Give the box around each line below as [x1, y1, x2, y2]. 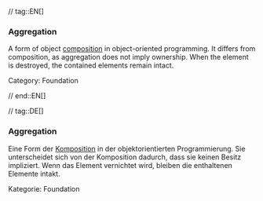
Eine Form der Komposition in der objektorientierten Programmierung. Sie [8, 144, 246, 153]
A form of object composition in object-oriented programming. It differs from [8, 44, 256, 53]
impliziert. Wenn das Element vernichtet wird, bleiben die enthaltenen [8, 160, 233, 170]
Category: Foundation [8, 76, 79, 86]
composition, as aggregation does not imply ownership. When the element [8, 53, 249, 62]
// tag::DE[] [8, 106, 44, 116]
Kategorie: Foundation [8, 184, 80, 193]
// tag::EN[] [8, 7, 45, 16]
